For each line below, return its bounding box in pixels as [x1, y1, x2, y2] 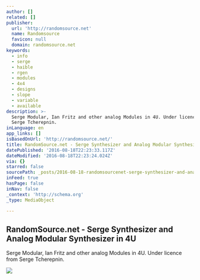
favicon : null [11, 36, 46, 42]
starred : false [6, 164, 44, 170]
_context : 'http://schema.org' [6, 191, 84, 197]
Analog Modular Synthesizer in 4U [6, 234, 137, 244]
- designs [11, 86, 36, 92]
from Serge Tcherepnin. [6, 256, 64, 263]
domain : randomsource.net [11, 42, 76, 48]
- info [11, 53, 28, 59]
